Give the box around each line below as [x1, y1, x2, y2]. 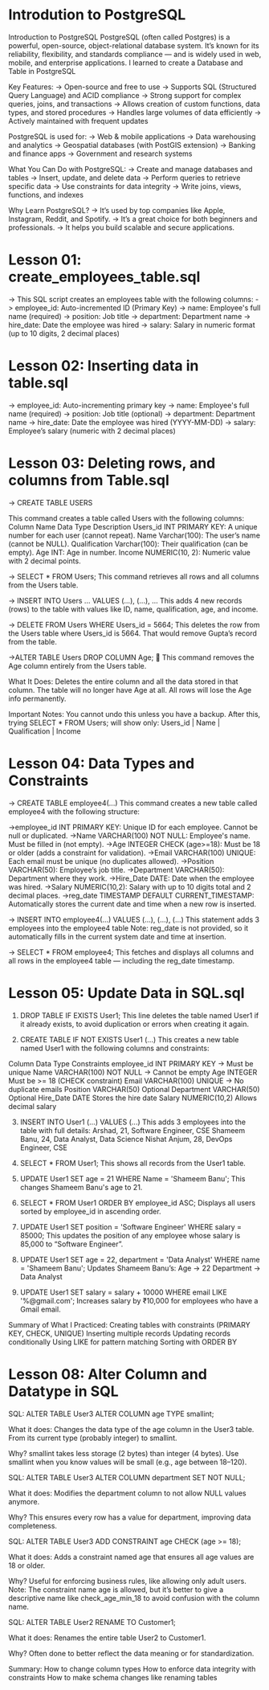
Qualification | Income [8, 726, 82, 736]
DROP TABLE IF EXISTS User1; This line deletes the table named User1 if [19, 1010, 259, 1020]
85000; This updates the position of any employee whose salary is [19, 1230, 241, 1240]
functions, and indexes [8, 190, 84, 199]
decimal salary [8, 1101, 57, 1111]
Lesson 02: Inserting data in [8, 357, 199, 375]
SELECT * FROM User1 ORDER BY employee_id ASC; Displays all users [19, 1197, 255, 1207]
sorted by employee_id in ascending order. [19, 1206, 162, 1216]
